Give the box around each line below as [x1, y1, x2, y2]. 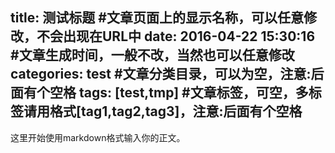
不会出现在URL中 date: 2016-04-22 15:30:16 [36, 28, 316, 45]
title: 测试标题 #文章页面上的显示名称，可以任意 [10, 9, 304, 27]
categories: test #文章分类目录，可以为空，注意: [10, 66, 312, 83]
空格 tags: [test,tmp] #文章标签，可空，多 [49, 84, 309, 102]
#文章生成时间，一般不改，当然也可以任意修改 [10, 47, 295, 64]
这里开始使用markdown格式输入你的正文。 [10, 131, 186, 143]
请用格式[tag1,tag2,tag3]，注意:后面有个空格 [23, 103, 303, 120]
